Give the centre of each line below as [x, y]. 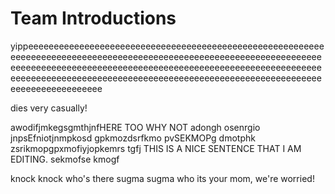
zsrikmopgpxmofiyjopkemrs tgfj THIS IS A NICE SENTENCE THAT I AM [156, 148]
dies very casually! [49, 108]
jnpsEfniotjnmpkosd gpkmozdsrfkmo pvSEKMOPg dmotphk [133, 138]
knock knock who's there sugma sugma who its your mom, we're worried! [162, 178]
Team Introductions [93, 18]
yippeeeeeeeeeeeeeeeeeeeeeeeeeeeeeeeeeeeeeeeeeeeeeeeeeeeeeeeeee [167, 46]
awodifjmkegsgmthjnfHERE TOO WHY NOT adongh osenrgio [135, 127]
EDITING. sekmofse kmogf [65, 159]
